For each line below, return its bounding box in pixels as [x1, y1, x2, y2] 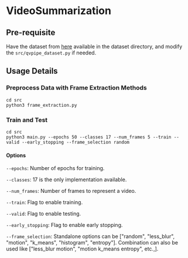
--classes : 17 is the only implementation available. [6, 176, 127, 183]
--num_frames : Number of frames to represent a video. [6, 188, 136, 195]
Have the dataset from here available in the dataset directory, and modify [6, 43, 183, 50]
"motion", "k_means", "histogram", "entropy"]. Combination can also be [6, 239, 179, 246]
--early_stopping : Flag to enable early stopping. [6, 222, 123, 229]
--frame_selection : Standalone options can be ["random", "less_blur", [6, 233, 175, 240]
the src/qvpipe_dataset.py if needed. [6, 49, 97, 56]
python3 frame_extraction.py [6, 102, 77, 108]
